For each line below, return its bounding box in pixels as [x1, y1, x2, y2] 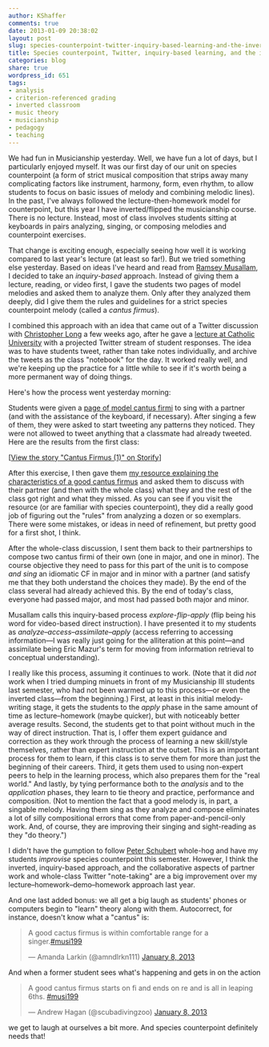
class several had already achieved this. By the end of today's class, [8, 586, 234, 595]
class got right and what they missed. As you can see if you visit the [8, 493, 233, 503]
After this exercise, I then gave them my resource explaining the [8, 468, 219, 477]
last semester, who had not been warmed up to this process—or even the [8, 685, 251, 695]
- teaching [8, 131, 45, 139]
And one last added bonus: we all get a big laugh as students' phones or [8, 895, 247, 905]
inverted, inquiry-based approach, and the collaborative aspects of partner [8, 862, 255, 872]
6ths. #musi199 [27, 992, 78, 1001]
